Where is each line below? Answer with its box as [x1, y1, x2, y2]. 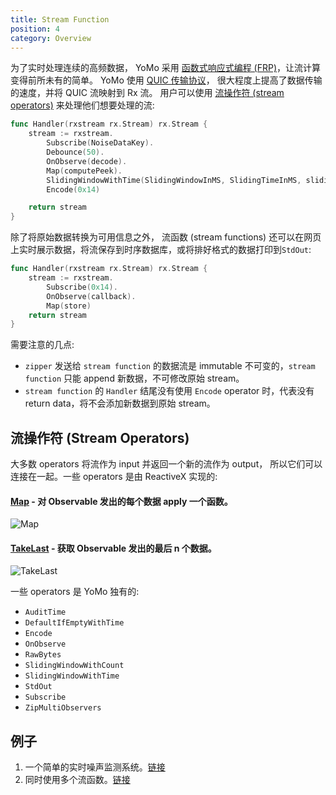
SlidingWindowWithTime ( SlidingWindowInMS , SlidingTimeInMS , [46, 175, 302, 185]
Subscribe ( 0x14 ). [46, 282, 118, 292]
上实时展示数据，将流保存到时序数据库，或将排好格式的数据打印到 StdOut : [10, 244, 312, 256]
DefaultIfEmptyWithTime [24, 618, 125, 628]
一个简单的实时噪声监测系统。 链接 [24, 761, 166, 773]
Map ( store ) [46, 301, 92, 311]
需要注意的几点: [10, 339, 75, 351]
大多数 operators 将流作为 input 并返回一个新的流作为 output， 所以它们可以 [10, 458, 323, 470]
